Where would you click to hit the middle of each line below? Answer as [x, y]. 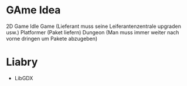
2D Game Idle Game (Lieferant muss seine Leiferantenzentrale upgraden [94, 26]
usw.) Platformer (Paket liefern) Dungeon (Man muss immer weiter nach [93, 32]
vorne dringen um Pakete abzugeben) [52, 38]
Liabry [22, 62]
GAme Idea [33, 10]
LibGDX [24, 78]
